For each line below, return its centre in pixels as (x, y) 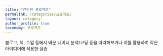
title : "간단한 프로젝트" (28, 10)
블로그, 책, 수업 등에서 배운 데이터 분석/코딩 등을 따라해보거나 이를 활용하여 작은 (81, 43)
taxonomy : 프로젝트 (23, 28)
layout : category (23, 19)
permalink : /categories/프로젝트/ (39, 14)
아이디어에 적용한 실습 (26, 49)
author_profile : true (27, 23)
